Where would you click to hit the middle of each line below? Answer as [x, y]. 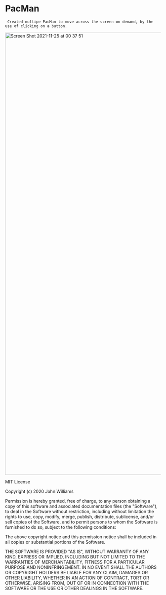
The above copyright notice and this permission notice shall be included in [81, 537]
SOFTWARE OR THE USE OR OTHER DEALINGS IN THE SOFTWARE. [74, 588]
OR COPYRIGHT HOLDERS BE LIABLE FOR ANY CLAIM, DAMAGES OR [77, 572]
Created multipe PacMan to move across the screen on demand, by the [80, 22]
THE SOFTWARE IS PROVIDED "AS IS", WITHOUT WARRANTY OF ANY [77, 552]
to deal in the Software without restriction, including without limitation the [80, 511]
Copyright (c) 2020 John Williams [40, 491]
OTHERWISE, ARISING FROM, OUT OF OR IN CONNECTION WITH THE [77, 583]
